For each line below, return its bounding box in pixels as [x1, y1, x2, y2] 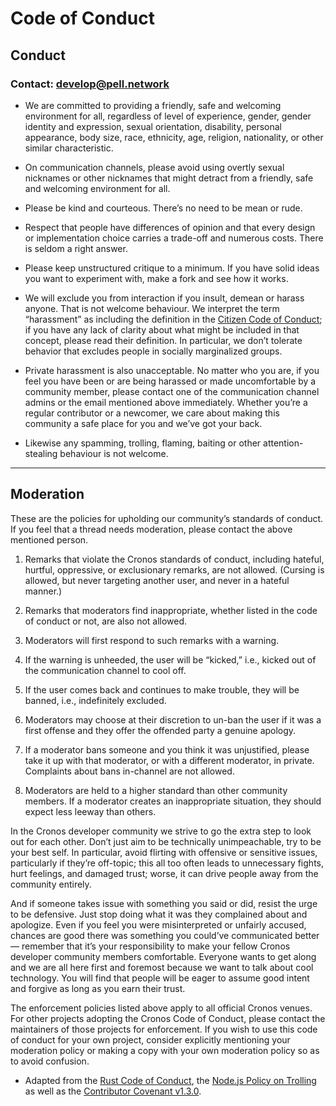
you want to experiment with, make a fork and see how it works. [24, 272, 289, 284]
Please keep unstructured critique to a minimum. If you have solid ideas [24, 262, 320, 274]
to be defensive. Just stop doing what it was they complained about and [10, 908, 308, 920]
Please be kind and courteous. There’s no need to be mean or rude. [24, 202, 303, 214]
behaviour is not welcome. [59, 447, 169, 459]
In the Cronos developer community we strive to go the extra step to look [10, 825, 312, 837]
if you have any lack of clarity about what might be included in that [24, 323, 300, 336]
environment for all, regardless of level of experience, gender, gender [24, 110, 312, 122]
